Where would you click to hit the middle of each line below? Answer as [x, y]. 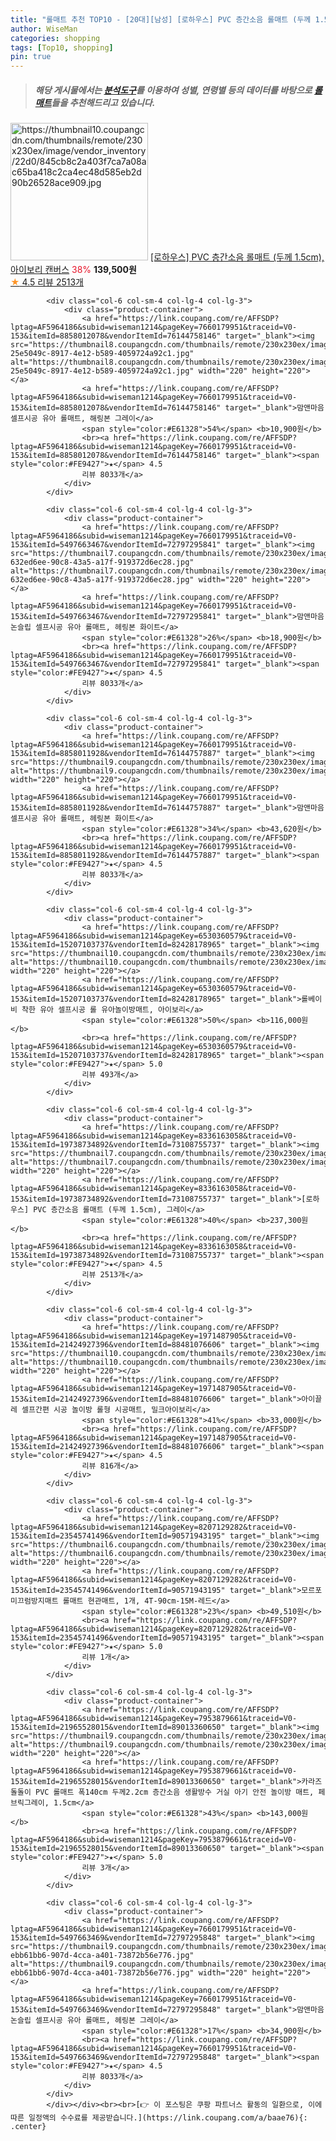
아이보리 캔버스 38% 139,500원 [73, 270]
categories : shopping [55, 38]
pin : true [31, 57]
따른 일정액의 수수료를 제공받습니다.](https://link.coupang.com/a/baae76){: [159, 2118]
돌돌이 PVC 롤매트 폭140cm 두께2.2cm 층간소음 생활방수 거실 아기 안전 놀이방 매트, [162, 1792]
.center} [28, 2127]
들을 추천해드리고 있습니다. [103, 102]
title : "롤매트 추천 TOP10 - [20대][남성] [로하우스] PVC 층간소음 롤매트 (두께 [161, 19]
